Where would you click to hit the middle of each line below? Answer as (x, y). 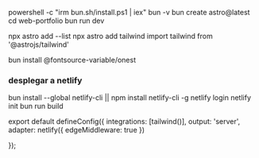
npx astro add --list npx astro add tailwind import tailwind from (110, 36)
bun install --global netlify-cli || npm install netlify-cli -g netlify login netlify (130, 98)
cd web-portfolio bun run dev (56, 21)
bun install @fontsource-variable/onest (72, 60)
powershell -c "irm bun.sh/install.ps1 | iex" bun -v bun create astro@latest (129, 12)
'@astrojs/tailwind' (39, 44)
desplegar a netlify (45, 80)
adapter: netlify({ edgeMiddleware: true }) (77, 130)
